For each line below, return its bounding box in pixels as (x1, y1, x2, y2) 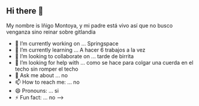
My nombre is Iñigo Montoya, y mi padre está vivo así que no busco (6, 22, 173, 29)
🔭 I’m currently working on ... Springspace (14, 40, 119, 47)
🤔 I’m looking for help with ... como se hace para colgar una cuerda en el (14, 59, 194, 66)
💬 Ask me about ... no (14, 71, 68, 78)
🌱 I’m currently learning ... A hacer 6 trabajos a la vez (14, 46, 146, 53)
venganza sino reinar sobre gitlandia (6, 28, 96, 35)
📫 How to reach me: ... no (14, 78, 80, 86)
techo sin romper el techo (14, 65, 79, 72)
